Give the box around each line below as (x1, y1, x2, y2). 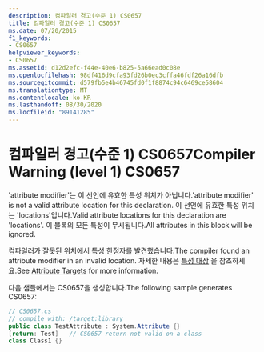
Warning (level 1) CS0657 (8, 163, 181, 181)
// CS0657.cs (8, 307, 52, 315)
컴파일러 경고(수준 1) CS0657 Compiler (8, 146, 256, 164)
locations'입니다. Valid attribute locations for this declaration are (18, 210, 226, 220)
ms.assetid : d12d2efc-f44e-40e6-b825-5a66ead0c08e (8, 64, 181, 72)
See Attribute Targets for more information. (16, 266, 158, 275)
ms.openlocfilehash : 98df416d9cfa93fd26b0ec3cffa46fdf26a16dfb (8, 71, 224, 79)
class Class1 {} (8, 337, 62, 345)
